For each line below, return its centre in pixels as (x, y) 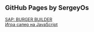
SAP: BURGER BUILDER (29, 19)
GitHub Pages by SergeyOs (47, 8)
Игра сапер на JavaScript (31, 24)
